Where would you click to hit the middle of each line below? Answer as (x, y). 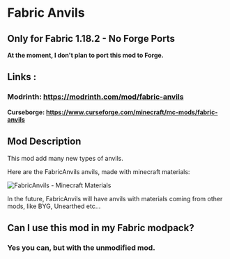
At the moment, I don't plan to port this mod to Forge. (85, 55)
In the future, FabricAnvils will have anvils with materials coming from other (115, 198)
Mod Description (44, 142)
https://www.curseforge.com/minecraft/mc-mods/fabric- (132, 112)
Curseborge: (26, 112)
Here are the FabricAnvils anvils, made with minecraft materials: (99, 171)
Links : (22, 77)
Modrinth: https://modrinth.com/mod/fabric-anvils (95, 97)
